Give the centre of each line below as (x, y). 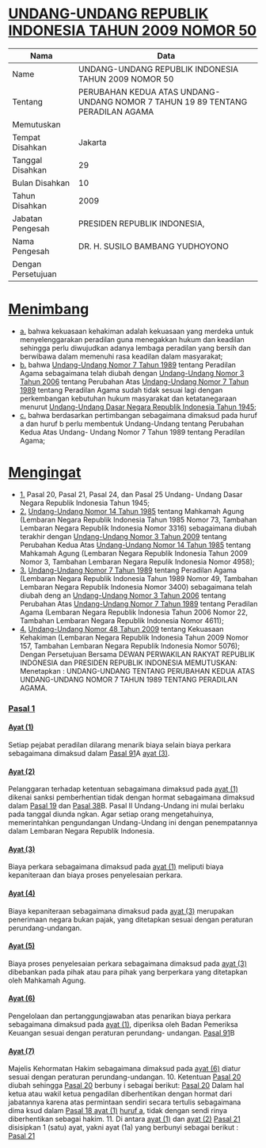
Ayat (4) (22, 893)
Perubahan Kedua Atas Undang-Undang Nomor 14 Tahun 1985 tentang (135, 545)
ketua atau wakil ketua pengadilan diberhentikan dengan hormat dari (120, 1094)
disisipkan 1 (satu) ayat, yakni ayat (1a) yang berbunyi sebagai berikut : (123, 1127)
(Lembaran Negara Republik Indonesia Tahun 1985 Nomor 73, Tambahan (138, 519)
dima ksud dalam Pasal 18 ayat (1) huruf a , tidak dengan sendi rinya (118, 1111)
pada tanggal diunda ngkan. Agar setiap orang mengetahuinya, (111, 814)
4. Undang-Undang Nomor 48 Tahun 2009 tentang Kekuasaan (122, 629)
